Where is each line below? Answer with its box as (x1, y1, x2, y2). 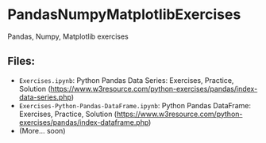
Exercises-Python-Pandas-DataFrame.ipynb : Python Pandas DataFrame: (18, 100, 252, 110)
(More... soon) (18, 126, 66, 135)
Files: (7, 55, 35, 68)
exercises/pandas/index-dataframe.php (18, 117, 149, 127)
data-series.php (18, 92, 72, 102)
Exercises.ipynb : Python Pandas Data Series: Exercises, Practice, (18, 75, 234, 85)
